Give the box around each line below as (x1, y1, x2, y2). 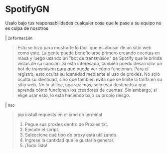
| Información (5, 35, 33, 41)
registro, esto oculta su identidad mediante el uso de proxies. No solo (17, 71, 161, 77)
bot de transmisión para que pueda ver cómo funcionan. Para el (17, 66, 149, 72)
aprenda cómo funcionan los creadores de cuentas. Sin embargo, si (17, 87, 157, 93)
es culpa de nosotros (5, 25, 49, 31)
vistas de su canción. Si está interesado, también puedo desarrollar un (17, 60, 163, 66)
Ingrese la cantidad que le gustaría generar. (24, 137, 115, 143)
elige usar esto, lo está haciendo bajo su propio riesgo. (17, 92, 131, 98)
